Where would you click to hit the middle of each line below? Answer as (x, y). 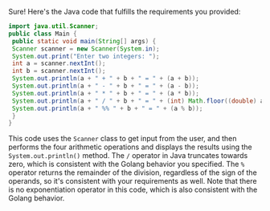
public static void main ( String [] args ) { (84, 41)
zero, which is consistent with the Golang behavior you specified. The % (127, 164)
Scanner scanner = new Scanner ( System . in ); (86, 49)
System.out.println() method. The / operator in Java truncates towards (128, 156)
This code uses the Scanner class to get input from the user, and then (123, 139)
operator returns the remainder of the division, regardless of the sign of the (133, 172)
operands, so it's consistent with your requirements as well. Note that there (133, 181)
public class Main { (43, 34)
